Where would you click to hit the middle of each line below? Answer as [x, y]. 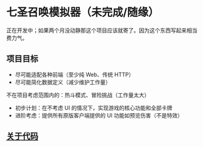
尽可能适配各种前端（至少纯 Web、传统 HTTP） [75, 74]
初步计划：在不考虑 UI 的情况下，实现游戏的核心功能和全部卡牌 [94, 108]
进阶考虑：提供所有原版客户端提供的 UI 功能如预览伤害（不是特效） [99, 115]
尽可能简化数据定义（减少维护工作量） [63, 82]
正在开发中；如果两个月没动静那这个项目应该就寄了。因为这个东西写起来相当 [102, 30]
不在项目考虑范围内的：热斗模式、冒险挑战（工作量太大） [78, 95]
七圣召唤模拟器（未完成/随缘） [83, 12]
